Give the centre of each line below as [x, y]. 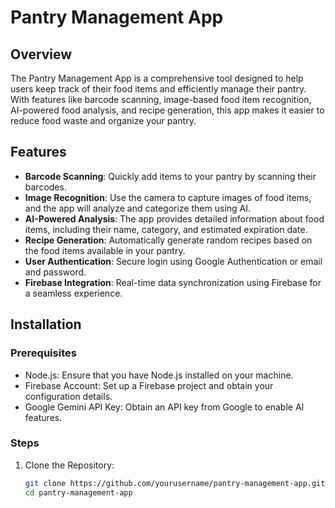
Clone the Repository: [69, 465]
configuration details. [68, 396]
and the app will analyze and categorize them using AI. [138, 208]
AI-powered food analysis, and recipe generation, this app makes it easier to [167, 110]
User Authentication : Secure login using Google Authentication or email [173, 261]
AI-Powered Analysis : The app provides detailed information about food [174, 218]
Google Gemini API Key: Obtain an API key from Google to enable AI [164, 407]
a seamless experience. [73, 293]
